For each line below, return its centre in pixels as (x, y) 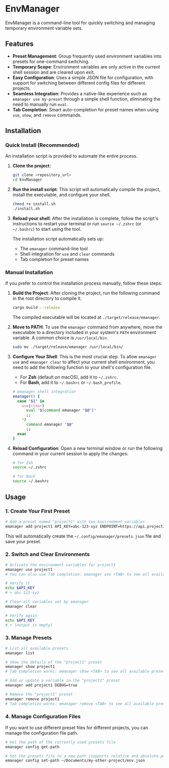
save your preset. (23, 541)
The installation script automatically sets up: (58, 239)
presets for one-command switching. (51, 61)
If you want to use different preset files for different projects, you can (77, 727)
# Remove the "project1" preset (39, 694)
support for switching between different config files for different (79, 83)
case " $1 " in (31, 401)
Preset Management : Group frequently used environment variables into (87, 56)
